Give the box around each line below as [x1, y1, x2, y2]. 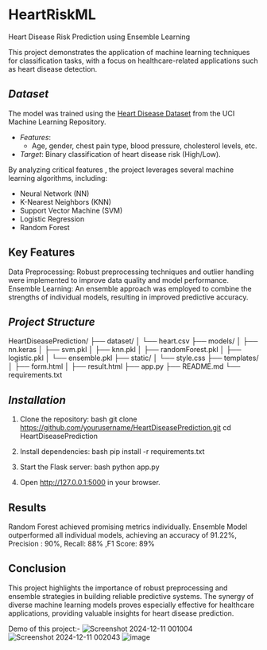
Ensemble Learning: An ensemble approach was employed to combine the [8, 284, 252, 293]
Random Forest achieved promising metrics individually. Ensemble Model [8, 522, 248, 531]
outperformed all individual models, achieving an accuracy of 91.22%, [8, 531, 237, 539]
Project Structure [8, 315, 95, 328]
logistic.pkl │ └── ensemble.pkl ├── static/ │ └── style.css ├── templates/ [8, 353, 259, 363]
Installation [8, 393, 66, 407]
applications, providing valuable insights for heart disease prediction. [8, 608, 234, 618]
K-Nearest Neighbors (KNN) [19, 197, 112, 206]
